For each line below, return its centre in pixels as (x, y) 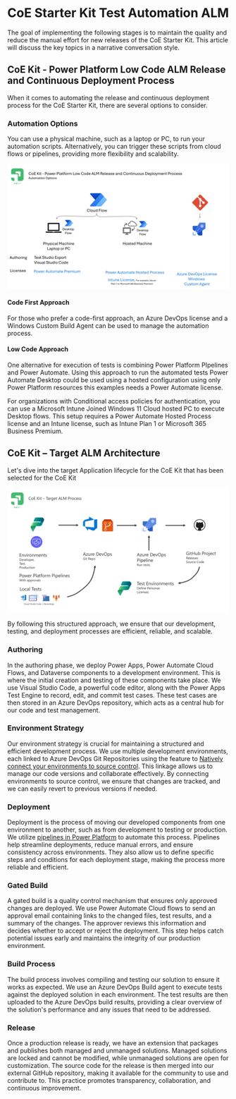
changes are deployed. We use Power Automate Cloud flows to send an (112, 909)
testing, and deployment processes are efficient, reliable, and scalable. (110, 631)
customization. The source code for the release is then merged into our (111, 1066)
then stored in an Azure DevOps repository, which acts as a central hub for (116, 703)
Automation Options (43, 123)
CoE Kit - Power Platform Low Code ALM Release (117, 69)
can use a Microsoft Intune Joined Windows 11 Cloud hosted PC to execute (116, 408)
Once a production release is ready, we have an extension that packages (113, 1043)
